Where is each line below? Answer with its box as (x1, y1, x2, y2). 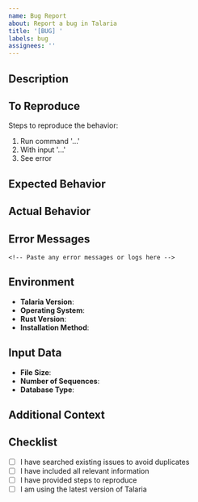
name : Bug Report (8, 11, 67, 20)
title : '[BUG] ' (8, 27, 63, 35)
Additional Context (8, 407, 105, 421)
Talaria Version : (19, 297, 74, 306)
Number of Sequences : (19, 376, 100, 386)
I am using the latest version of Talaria (19, 484, 147, 494)
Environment (8, 276, 75, 289)
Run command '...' (19, 137, 81, 146)
